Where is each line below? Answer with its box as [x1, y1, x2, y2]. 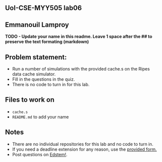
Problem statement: [5, 53, 67, 61]
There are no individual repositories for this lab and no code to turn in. [12, 141, 154, 147]
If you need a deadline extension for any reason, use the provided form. [12, 146, 157, 152]
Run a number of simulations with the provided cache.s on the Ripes [12, 66, 150, 72]
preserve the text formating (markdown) [5, 39, 89, 45]
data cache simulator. [12, 71, 56, 77]
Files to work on [5, 95, 55, 104]
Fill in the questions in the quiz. [12, 76, 75, 82]
